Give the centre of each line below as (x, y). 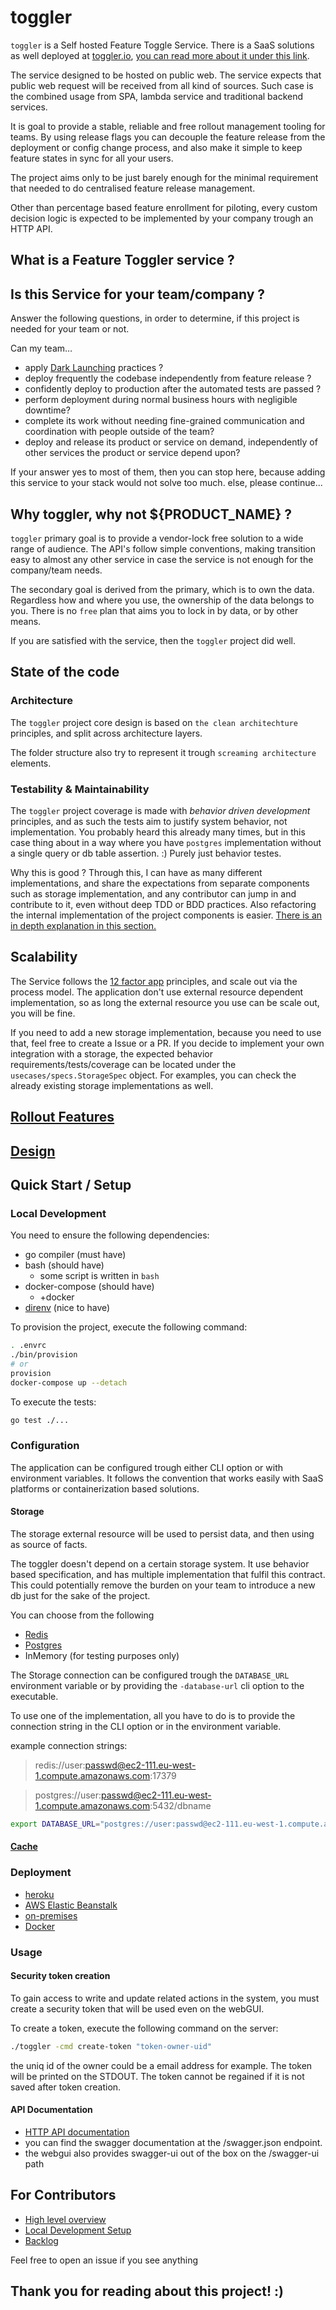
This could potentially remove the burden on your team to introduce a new (163, 1585)
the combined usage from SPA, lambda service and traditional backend (157, 96)
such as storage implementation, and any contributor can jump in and (153, 893)
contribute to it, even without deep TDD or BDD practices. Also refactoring (163, 904)
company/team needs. (56, 570)
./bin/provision (44, 1355)
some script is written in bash (99, 1276)
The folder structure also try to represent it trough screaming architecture (163, 752)
